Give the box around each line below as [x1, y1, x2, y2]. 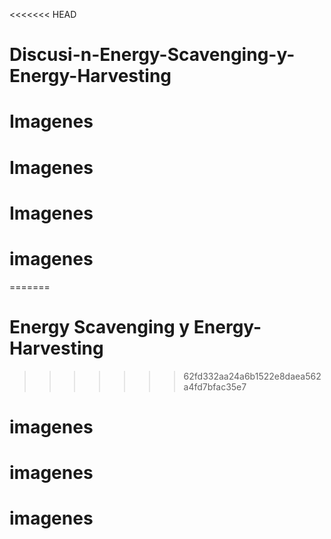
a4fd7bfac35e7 [183, 380, 247, 393]
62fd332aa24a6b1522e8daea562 [183, 370, 322, 382]
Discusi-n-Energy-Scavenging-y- [9, 44, 296, 66]
